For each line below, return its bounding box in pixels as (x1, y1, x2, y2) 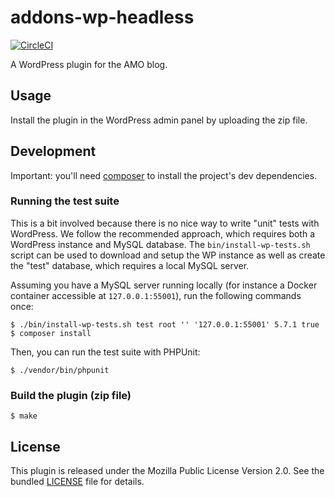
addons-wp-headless (10, 6, 195, 29)
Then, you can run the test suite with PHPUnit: (10, 346, 201, 358)
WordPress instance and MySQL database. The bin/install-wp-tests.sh (10, 238, 311, 250)
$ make (10, 411, 38, 421)
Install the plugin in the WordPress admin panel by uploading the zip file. (10, 114, 308, 126)
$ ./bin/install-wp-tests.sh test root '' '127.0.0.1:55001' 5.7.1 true (10, 319, 320, 330)
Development (10, 143, 97, 160)
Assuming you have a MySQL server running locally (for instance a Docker (10, 279, 318, 291)
